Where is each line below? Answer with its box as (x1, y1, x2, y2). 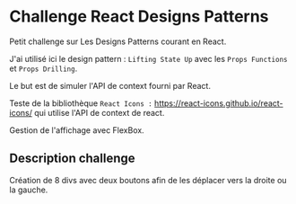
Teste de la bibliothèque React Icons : (9, 97, 152, 109)
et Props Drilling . (9, 63, 78, 74)
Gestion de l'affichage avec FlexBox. (9, 124, 145, 136)
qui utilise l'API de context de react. (34, 107, 165, 118)
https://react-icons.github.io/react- (153, 97, 284, 109)
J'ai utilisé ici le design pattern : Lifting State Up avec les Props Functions (9, 53, 288, 64)
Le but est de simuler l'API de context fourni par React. (9, 80, 211, 91)
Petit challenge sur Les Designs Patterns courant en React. (9, 36, 227, 47)
